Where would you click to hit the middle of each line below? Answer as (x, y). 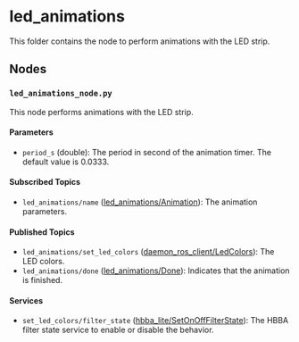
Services (26, 300)
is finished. (42, 280)
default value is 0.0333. (66, 162)
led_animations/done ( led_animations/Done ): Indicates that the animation (156, 271)
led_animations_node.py (61, 94)
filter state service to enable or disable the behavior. (118, 330)
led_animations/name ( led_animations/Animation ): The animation (140, 202)
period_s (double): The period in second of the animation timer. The (147, 152)
